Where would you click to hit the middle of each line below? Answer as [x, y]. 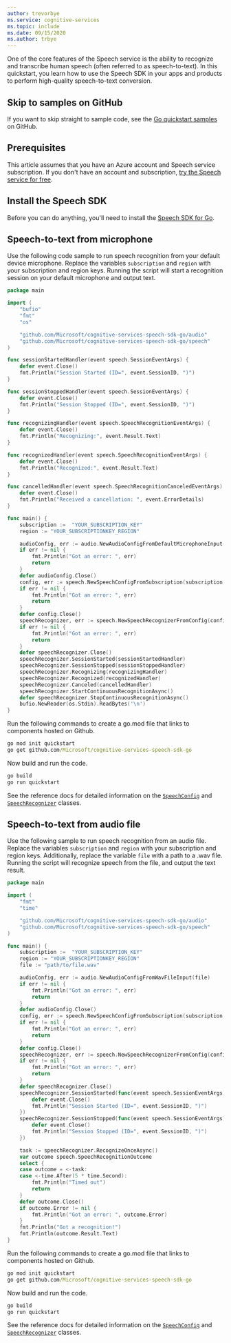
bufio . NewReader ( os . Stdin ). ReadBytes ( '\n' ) [83, 704]
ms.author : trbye [32, 39]
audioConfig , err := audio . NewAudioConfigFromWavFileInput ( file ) [115, 978]
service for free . [30, 179]
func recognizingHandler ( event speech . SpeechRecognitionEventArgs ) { [109, 424]
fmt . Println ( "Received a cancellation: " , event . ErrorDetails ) [112, 500]
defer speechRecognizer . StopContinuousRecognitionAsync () [104, 697]
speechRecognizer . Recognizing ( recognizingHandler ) [93, 672]
